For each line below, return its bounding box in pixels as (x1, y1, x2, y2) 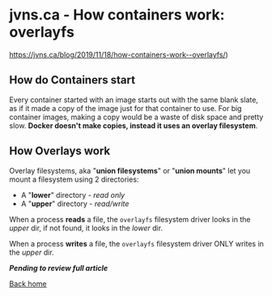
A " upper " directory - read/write (20, 199, 130, 208)
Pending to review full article (9, 263, 108, 272)
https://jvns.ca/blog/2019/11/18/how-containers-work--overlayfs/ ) (9, 49, 229, 59)
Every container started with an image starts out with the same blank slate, (9, 95, 258, 105)
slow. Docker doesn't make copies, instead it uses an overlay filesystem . (9, 120, 258, 131)
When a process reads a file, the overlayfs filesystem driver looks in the (9, 214, 251, 224)
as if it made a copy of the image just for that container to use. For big (9, 103, 242, 113)
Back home (9, 278, 47, 289)
